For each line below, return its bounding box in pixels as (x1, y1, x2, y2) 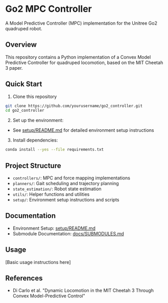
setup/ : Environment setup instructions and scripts (12, 197, 119, 203)
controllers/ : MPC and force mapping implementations (12, 175, 130, 181)
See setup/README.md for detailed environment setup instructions (12, 127, 154, 133)
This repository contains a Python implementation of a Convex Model (5, 54, 151, 60)
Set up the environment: (12, 117, 64, 124)
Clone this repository (12, 93, 57, 99)
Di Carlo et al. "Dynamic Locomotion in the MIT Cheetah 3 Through (12, 288, 154, 294)
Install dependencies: (12, 137, 58, 144)
